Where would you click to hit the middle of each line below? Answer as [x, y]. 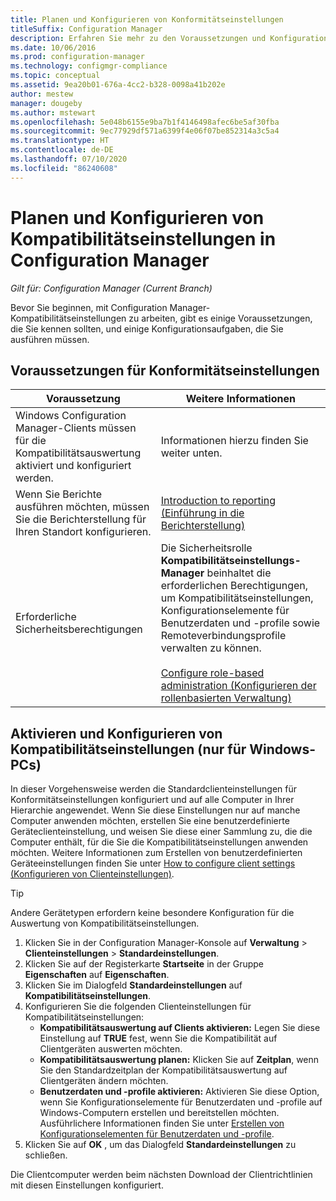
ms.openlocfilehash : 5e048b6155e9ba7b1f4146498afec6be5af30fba [145, 122]
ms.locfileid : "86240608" [64, 168]
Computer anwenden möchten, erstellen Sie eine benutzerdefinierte [150, 821]
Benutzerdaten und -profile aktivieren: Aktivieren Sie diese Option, [179, 1092]
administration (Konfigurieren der [238, 686]
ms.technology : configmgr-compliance [89, 66]
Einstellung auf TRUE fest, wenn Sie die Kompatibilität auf [158, 1038]
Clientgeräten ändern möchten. [104, 1081]
